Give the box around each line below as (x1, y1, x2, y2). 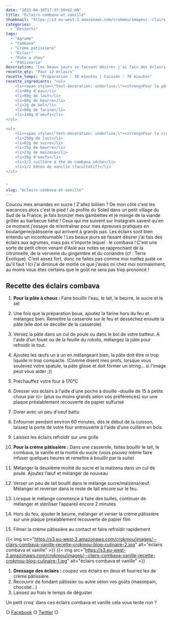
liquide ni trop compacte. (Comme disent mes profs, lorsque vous (13, 358, 152, 364)
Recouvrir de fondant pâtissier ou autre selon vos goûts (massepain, (13, 579, 157, 585)
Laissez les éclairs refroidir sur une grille (13, 434, 99, 440)
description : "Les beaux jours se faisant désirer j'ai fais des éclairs (6, 64, 166, 70)
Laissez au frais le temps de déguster (13, 589, 92, 596)
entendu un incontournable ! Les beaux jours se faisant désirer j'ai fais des (6, 234, 163, 240)
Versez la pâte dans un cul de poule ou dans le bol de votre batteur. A (13, 331, 160, 338)
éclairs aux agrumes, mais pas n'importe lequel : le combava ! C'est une (6, 239, 157, 246)
